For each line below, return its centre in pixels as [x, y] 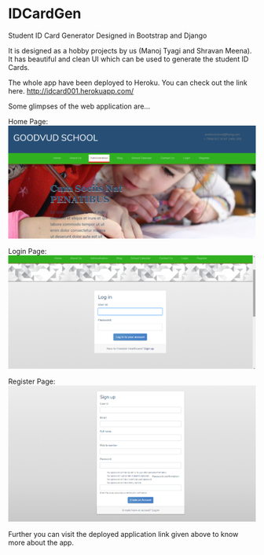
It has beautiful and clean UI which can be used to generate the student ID [128, 59]
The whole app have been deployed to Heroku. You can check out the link [128, 83]
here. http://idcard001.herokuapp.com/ [71, 90]
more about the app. [41, 542]
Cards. [19, 67]
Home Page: [28, 121]
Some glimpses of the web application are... [79, 106]
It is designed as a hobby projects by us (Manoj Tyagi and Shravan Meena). [130, 50]
